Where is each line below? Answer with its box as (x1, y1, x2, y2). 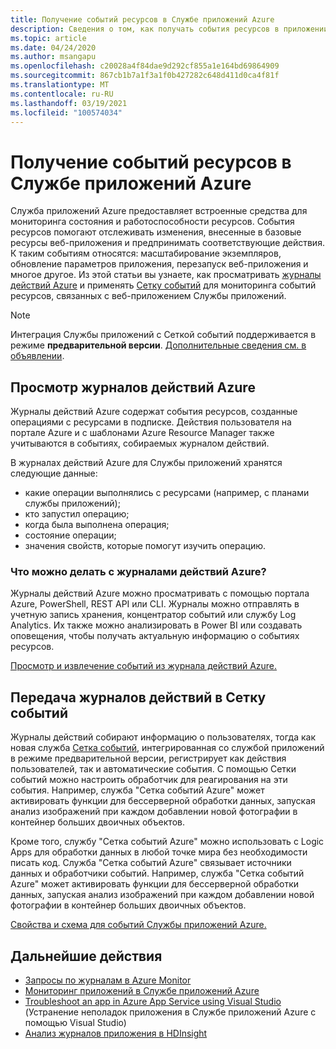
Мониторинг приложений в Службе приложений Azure (24, 985, 260, 997)
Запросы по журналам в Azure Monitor (24, 974, 192, 986)
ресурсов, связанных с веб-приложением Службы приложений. (10, 290, 287, 302)
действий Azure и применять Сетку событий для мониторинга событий (10, 279, 317, 291)
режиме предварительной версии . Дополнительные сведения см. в (10, 339, 307, 351)
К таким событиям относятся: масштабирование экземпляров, (10, 247, 282, 260)
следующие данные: (10, 467, 98, 480)
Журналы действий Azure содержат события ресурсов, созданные (10, 406, 298, 418)
